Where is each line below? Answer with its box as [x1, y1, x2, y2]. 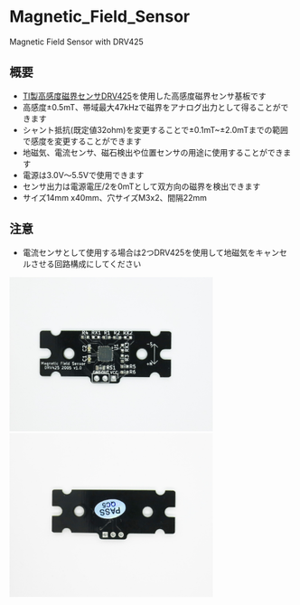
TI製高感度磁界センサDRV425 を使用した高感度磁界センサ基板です [22, 90, 267, 101]
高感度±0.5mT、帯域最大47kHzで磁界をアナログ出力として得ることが [22, 101, 282, 112]
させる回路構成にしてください [30, 258, 142, 269]
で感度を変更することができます [22, 136, 142, 147]
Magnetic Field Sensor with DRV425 [9, 36, 145, 47]
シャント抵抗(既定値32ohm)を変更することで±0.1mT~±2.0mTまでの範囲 [22, 124, 289, 135]
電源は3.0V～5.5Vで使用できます [22, 169, 145, 180]
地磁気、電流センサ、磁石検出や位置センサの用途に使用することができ [22, 147, 284, 157]
